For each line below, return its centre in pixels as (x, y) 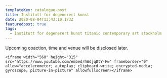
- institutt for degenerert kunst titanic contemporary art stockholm (86, 33)
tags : (11, 29)
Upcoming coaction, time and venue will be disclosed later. (67, 48)
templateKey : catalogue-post (36, 10)
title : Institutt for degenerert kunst (47, 15)
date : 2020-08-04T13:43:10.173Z (39, 19)
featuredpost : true (26, 24)
